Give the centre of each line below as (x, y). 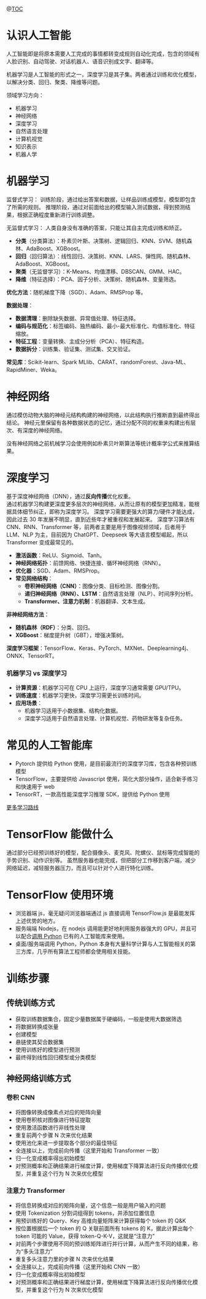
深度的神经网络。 (44, 430)
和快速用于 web (35, 786)
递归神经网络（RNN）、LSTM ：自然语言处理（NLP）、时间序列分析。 (110, 593)
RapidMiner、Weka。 (33, 369)
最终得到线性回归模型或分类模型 (55, 1057)
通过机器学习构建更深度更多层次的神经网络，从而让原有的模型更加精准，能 (100, 504)
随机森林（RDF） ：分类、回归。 (54, 627)
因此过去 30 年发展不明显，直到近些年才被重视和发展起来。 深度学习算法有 (101, 519)
